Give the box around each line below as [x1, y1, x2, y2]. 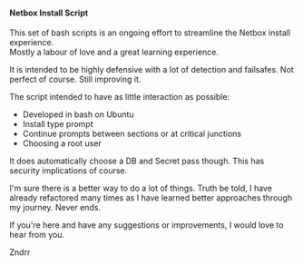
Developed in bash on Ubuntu [22, 109, 134, 120]
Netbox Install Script [9, 7, 89, 18]
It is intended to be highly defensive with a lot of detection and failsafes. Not [9, 64, 295, 75]
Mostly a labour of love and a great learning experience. [9, 46, 220, 58]
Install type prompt [22, 119, 93, 130]
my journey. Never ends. [9, 202, 102, 213]
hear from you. [9, 230, 65, 240]
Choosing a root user [22, 138, 102, 149]
